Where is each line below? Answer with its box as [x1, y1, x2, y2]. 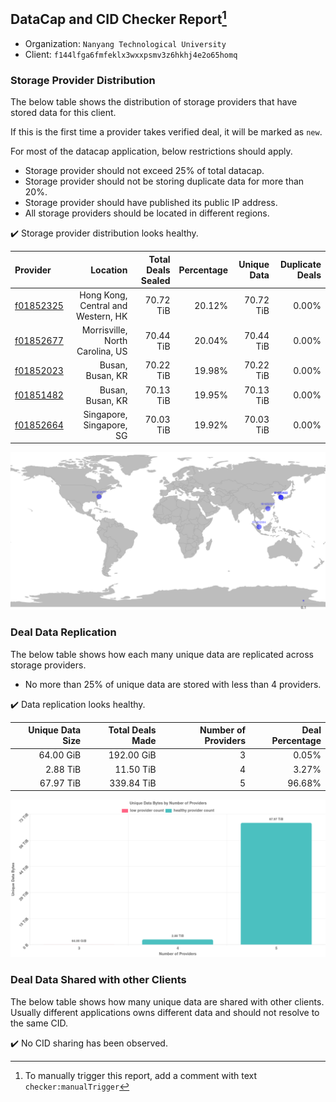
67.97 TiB [39, 777, 82, 789]
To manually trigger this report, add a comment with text [24, 1069, 258, 1081]
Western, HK [76, 310, 128, 322]
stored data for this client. [10, 107, 117, 119]
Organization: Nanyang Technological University [24, 37, 227, 49]
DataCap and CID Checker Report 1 [10, 8, 227, 28]
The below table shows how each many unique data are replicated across [10, 648, 314, 660]
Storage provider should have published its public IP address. [24, 197, 278, 209]
